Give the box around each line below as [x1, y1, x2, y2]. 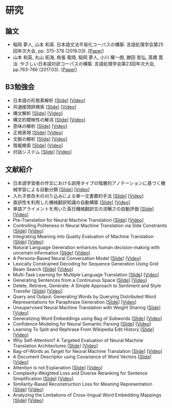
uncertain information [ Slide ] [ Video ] [12, 250, 91, 256]
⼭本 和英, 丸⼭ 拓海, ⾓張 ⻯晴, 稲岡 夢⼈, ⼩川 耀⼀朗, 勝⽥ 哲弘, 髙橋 [12, 55, 158, 60]
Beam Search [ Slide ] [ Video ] [12, 266, 73, 272]
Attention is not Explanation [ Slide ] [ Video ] [12, 364, 103, 370]
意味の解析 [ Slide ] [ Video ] [12, 123, 68, 129]
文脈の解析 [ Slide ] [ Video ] [12, 136, 68, 142]
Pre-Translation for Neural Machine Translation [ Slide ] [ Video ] [12, 217, 144, 223]
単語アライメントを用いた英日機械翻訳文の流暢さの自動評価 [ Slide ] [12, 205, 154, 211]
